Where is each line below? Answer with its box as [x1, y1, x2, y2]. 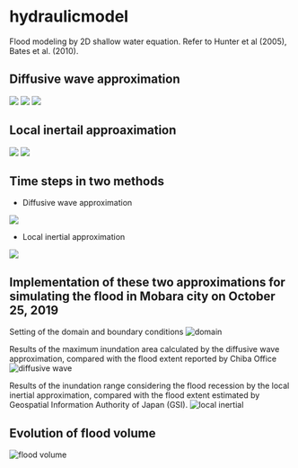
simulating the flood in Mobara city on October [9, 288, 276, 304]
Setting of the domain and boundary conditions [9, 326, 184, 338]
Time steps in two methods [9, 173, 164, 189]
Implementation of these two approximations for [9, 274, 285, 289]
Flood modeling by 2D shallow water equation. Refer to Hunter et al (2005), [9, 36, 287, 47]
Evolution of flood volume [9, 425, 156, 441]
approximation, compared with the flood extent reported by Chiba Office [9, 353, 276, 365]
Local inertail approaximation [9, 123, 177, 138]
